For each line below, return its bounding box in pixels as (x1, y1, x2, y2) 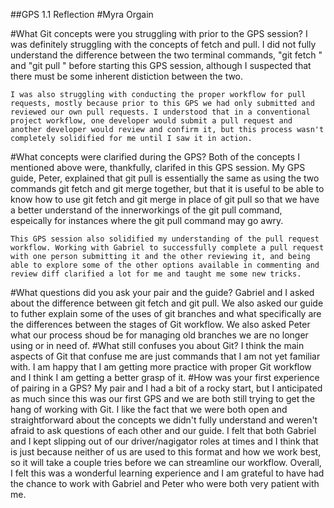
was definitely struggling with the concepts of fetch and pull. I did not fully (10, 39, 317, 50)
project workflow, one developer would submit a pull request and (10, 116, 293, 126)
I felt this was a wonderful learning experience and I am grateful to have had (10, 467, 325, 479)
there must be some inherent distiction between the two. (10, 70, 244, 82)
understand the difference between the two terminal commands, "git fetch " (10, 49, 323, 61)
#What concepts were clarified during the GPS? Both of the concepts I (10, 151, 300, 163)
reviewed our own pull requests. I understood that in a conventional (10, 107, 311, 117)
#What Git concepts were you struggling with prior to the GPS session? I (10, 28, 308, 39)
